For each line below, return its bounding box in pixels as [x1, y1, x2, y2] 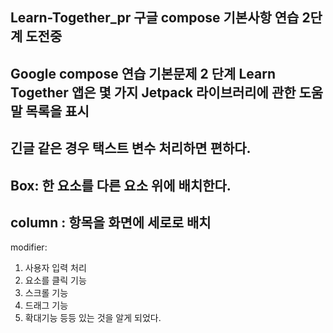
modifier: [10, 241, 48, 253]
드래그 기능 [24, 299, 69, 312]
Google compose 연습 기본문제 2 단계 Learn [10, 65, 276, 82]
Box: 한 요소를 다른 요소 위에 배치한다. [10, 177, 232, 194]
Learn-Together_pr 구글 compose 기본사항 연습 [10, 9, 300, 27]
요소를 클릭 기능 [24, 274, 87, 287]
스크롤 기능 [24, 287, 69, 299]
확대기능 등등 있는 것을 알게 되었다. [24, 312, 162, 324]
